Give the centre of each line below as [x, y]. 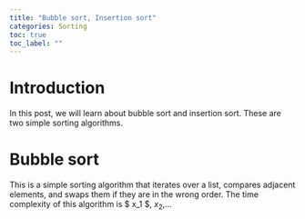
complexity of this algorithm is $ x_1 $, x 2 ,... [91, 205]
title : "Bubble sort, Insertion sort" [83, 18]
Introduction [57, 88]
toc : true [28, 35]
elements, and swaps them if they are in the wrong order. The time [134, 194]
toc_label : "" [36, 43]
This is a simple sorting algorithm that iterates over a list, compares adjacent [152, 185]
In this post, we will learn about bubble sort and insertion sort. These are [146, 114]
